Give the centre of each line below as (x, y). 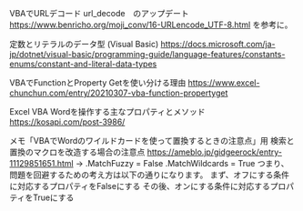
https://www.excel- (224, 83)
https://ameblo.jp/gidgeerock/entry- (215, 152)
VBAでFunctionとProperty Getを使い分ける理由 (98, 83)
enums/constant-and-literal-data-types (83, 64)
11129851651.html (42, 163)
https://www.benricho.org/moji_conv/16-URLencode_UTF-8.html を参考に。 (151, 25)
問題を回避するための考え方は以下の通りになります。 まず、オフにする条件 (149, 175)
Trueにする (54, 197)
